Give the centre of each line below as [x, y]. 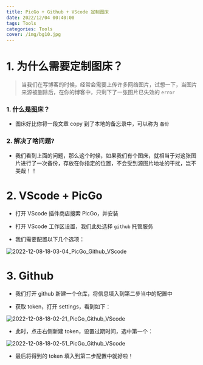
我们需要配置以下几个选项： [50, 239]
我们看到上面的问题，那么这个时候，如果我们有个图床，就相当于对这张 [103, 155]
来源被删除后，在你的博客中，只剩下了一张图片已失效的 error [98, 92]
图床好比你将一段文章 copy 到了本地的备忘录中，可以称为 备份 [92, 124]
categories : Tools [29, 29]
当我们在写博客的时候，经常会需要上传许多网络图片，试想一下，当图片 [109, 85]
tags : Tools [21, 23]
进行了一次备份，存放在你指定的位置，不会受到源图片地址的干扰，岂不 [108, 163]
